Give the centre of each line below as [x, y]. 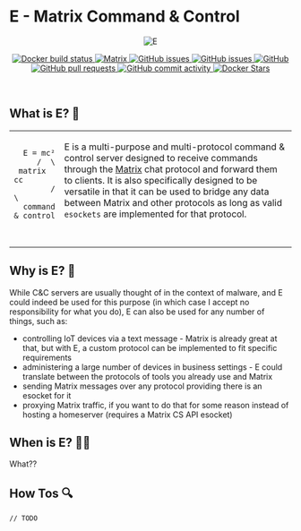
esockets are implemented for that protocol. [155, 214]
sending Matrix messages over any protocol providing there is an [142, 386]
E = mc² [39, 153]
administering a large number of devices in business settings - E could [152, 367]
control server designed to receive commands [161, 158]
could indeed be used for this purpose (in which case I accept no [129, 302]
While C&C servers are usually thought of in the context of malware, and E [146, 292]
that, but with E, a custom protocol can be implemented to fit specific [150, 347]
